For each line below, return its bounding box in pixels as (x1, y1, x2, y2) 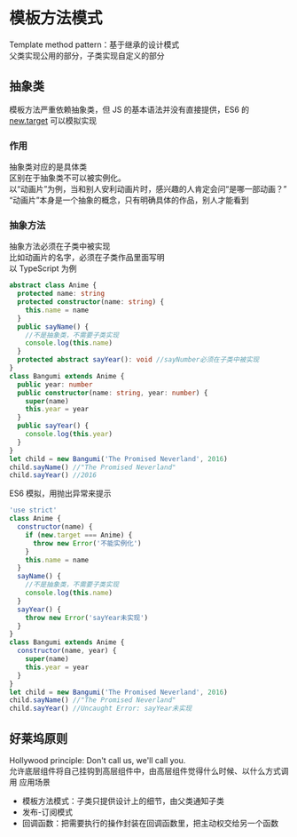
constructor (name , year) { (17, 646, 117, 656)
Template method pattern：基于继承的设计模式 (9, 39, 180, 50)
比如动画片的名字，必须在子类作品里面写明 (9, 252, 165, 263)
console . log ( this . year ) (25, 430, 113, 439)
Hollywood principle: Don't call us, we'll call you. (9, 755, 186, 766)
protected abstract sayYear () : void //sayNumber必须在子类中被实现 (17, 355, 260, 364)
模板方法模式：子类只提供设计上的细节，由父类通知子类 (21, 796, 224, 807)
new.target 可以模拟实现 (9, 115, 98, 125)
